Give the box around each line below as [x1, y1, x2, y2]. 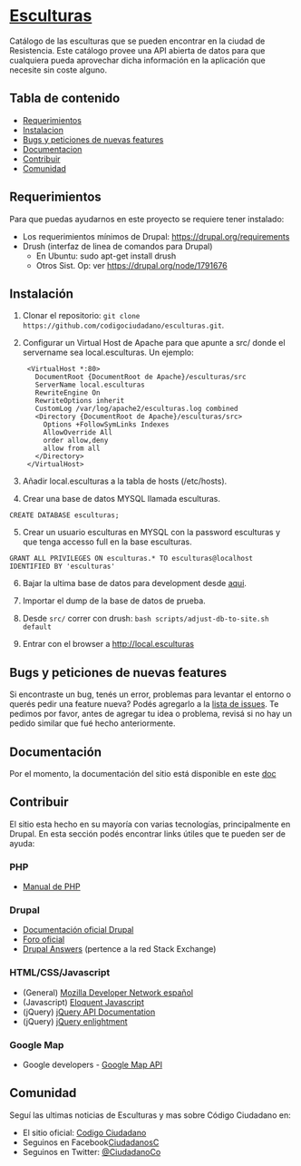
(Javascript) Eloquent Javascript [22, 996, 145, 1007]
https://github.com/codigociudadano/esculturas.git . [22, 319, 225, 331]
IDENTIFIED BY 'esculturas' [9, 562, 116, 572]
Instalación [9, 286, 74, 301]
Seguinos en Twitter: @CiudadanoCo [22, 1146, 161, 1157]
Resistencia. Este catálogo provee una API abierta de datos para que [9, 44, 266, 55]
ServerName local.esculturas [34, 380, 145, 390]
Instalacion [22, 124, 64, 135]
